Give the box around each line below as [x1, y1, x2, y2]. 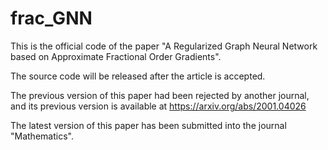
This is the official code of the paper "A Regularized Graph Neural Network [10, 40, 318, 52]
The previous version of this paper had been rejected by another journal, [10, 89, 310, 101]
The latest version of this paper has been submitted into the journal [10, 119, 287, 131]
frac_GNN [10, 7, 93, 30]
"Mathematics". [10, 130, 74, 142]
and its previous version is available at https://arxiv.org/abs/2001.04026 [10, 100, 307, 112]
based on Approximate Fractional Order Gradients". [10, 50, 222, 62]
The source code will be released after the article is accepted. [10, 70, 266, 82]
